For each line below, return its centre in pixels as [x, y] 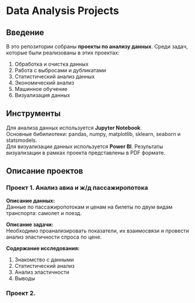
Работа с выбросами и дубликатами [60, 70]
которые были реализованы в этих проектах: [63, 53]
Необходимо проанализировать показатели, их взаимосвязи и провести [97, 230]
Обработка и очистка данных [52, 64]
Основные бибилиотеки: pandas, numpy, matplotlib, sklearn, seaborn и [93, 134]
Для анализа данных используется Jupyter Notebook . [74, 128]
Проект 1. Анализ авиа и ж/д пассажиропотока [77, 188]
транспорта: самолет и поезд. [44, 213]
